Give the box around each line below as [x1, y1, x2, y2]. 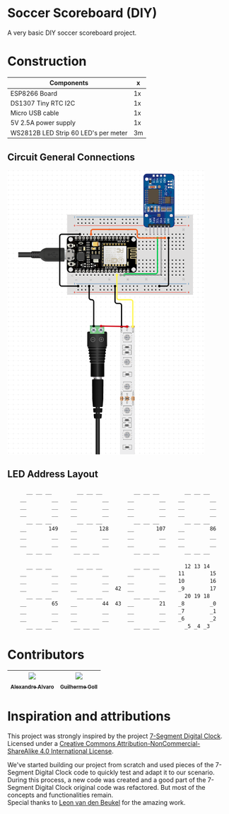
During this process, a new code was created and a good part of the [7, 776, 206, 784]
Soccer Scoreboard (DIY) [7, 5, 158, 21]
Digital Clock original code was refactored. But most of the [35, 784, 206, 792]
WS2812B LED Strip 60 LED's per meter [10, 128, 128, 137]
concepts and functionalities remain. [7, 791, 114, 799]
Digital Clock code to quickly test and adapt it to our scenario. [35, 768, 215, 777]
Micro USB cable [10, 108, 59, 118]
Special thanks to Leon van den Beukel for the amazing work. [7, 798, 186, 807]
